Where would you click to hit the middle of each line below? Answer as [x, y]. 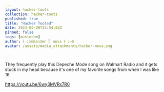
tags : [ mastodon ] [23, 37]
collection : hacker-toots [31, 14]
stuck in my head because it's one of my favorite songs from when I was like [82, 69]
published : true [21, 19]
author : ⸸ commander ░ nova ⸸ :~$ [40, 42]
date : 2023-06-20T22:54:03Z [34, 28]
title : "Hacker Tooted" [29, 23]
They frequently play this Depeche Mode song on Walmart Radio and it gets [81, 64]
